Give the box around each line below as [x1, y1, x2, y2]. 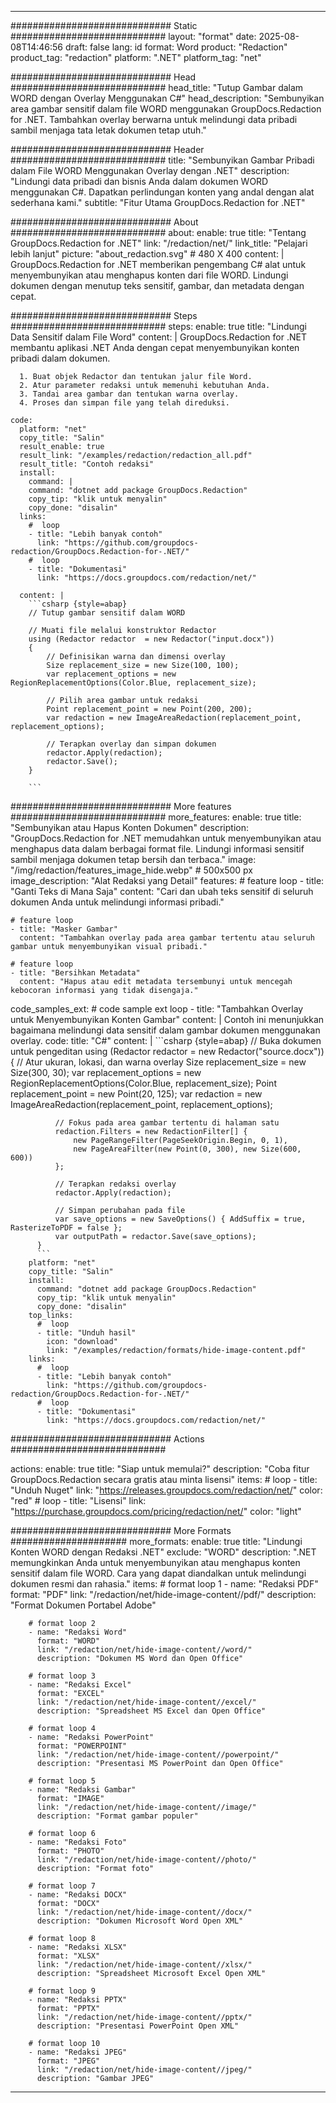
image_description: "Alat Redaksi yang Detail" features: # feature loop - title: [10, 875, 325, 886]
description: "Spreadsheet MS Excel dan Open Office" [36, 1706, 267, 1716]
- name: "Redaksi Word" [28, 1627, 128, 1637]
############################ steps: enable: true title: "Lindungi [10, 321, 308, 332]
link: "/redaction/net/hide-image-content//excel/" [36, 1697, 257, 1707]
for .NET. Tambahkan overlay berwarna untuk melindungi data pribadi [10, 114, 298, 125]
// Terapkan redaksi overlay [54, 1179, 177, 1189]
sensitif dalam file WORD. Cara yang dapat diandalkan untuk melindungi [10, 1567, 307, 1579]
